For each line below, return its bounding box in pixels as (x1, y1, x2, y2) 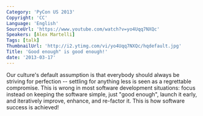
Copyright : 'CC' (6, 15, 48, 21)
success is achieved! (6, 103, 59, 111)
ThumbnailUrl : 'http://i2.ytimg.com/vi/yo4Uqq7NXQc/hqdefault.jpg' (6, 43, 182, 49)
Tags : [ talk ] (6, 37, 40, 43)
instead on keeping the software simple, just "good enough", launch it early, (6, 90, 197, 98)
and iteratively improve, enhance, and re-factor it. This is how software (6, 97, 185, 104)
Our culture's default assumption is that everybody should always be (6, 71, 180, 78)
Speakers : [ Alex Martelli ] (6, 32, 75, 38)
